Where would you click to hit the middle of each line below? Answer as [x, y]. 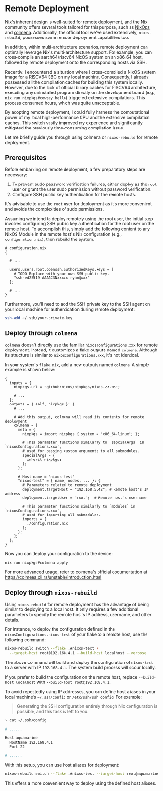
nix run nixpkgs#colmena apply [37, 563]
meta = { [27, 430]
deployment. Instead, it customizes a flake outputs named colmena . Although [81, 350]
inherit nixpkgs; [44, 460]
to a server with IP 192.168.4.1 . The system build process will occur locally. [81, 667]
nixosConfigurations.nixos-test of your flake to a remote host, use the [76, 635]
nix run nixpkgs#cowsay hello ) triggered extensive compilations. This [75, 97]
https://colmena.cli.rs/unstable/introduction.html [53, 577]
